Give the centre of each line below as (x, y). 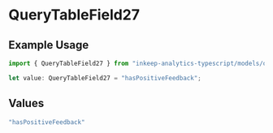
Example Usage (49, 45)
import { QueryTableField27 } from (69, 63)
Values (26, 103)
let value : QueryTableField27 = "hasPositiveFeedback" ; (105, 78)
